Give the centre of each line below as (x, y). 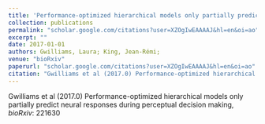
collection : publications (50, 23)
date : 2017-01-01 (37, 45)
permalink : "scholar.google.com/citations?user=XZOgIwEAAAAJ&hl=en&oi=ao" (134, 30)
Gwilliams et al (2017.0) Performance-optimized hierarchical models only (126, 96)
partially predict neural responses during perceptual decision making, (121, 104)
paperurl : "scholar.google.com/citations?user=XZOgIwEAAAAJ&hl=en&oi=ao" (132, 67)
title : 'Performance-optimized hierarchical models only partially (121, 15)
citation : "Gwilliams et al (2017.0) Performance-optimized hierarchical (132, 74)
